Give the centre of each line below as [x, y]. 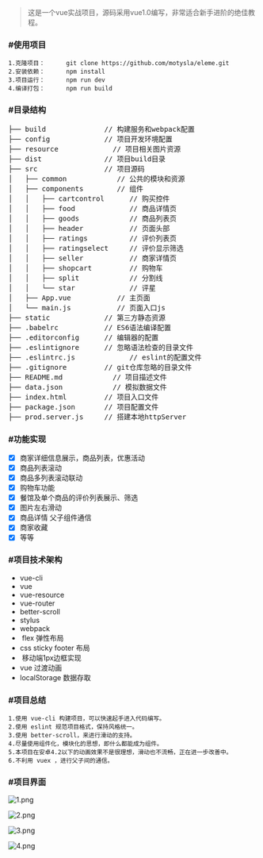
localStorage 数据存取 [55, 677]
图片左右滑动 [40, 508]
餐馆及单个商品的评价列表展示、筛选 [79, 498]
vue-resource [42, 594]
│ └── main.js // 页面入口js [87, 308]
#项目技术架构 [35, 560]
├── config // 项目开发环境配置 [90, 139]
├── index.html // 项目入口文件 [84, 397]
